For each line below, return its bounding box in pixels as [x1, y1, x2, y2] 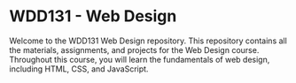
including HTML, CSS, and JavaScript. [9, 64, 149, 74]
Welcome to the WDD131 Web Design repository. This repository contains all [9, 35, 288, 46]
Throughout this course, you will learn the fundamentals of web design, [9, 54, 270, 64]
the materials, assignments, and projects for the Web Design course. [9, 44, 260, 55]
